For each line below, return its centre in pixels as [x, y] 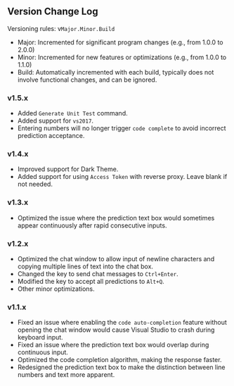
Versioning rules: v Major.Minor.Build [61, 28]
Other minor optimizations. [56, 289]
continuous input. [43, 352]
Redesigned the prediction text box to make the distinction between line [121, 367]
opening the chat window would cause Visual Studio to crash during [116, 330]
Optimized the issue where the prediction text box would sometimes [116, 218]
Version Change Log [53, 12]
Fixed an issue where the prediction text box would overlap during [113, 345]
